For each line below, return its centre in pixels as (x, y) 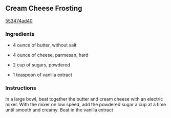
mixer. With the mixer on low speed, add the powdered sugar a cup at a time (86, 105)
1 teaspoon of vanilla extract (42, 75)
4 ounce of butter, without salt (45, 45)
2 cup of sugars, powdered (41, 65)
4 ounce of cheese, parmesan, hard (50, 55)
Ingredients (20, 34)
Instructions (21, 88)
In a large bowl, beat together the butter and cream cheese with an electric (84, 99)
